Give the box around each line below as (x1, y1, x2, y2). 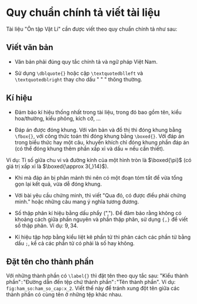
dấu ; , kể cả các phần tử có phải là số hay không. (14, 239, 135, 247)
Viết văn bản (6, 42, 54, 52)
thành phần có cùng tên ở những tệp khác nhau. (6, 291, 123, 298)
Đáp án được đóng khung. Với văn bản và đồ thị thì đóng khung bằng (14, 126, 182, 133)
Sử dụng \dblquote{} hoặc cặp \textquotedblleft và (14, 70, 143, 77)
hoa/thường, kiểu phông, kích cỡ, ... (14, 115, 101, 122)
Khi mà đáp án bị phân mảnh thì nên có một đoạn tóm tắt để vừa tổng (14, 174, 183, 181)
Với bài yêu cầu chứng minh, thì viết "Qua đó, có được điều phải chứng (14, 191, 186, 199)
